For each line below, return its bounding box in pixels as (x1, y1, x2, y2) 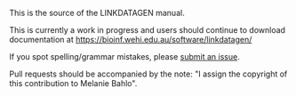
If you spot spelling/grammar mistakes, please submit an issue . (9, 52, 240, 61)
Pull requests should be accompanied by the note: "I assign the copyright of (9, 68, 288, 79)
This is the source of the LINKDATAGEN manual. (9, 8, 185, 18)
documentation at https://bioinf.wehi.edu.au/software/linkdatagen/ (9, 35, 252, 44)
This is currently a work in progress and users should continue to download (9, 25, 286, 35)
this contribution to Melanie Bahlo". (9, 78, 138, 88)
